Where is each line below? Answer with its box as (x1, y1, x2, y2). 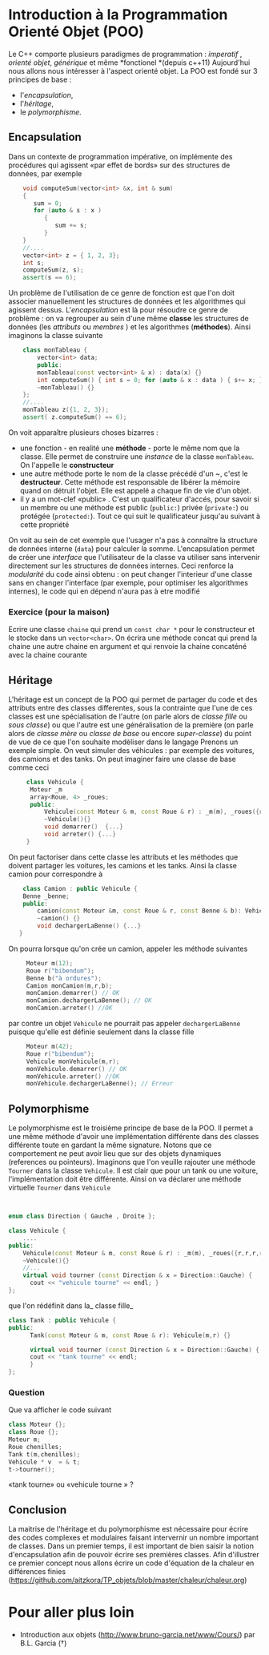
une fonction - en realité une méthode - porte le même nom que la (19, 443, 240, 453)
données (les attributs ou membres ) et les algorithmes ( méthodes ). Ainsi (8, 322, 251, 332)
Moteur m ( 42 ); (26, 1043, 74, 1051)
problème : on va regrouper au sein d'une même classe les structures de (8, 314, 250, 324)
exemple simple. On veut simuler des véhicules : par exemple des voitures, (8, 745, 255, 755)
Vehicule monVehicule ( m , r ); (26, 1057, 120, 1065)
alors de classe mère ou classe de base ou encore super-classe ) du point (8, 728, 252, 738)
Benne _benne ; (22, 892, 70, 900)
